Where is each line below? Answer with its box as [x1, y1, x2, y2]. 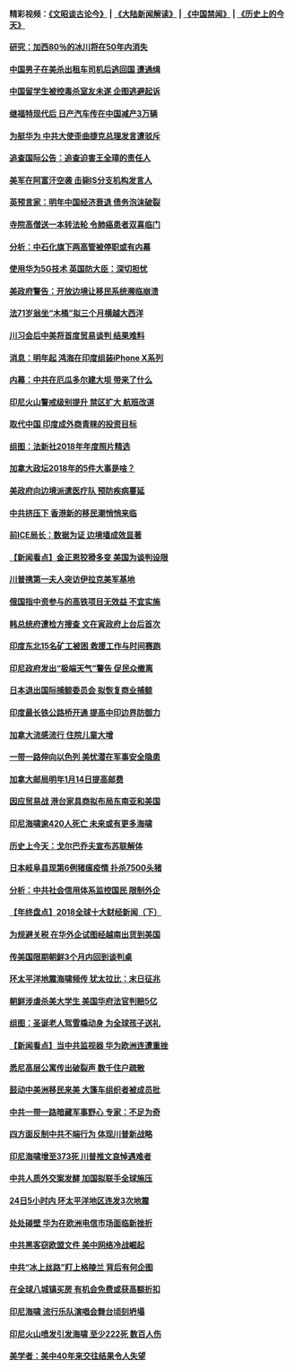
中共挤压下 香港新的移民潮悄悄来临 [9, 507, 137, 518]
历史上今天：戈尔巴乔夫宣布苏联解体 [9, 840, 143, 851]
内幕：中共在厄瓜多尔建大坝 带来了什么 [9, 375, 153, 386]
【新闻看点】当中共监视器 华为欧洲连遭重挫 [9, 1040, 169, 1051]
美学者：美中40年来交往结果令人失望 [9, 1350, 146, 1362]
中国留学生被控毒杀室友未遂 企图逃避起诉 [9, 86, 161, 97]
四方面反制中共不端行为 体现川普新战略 [9, 1129, 153, 1139]
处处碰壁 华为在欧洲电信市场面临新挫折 [9, 1217, 153, 1228]
